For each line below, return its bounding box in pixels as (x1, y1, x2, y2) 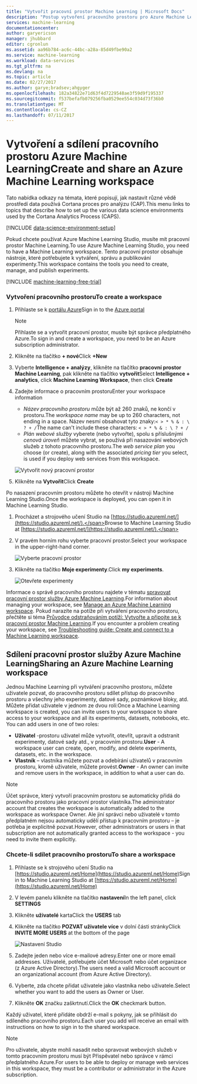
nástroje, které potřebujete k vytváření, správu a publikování (6, 255, 151, 262)
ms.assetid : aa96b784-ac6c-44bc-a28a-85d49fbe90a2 (6, 47, 133, 53)
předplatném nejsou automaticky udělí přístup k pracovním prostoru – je (6, 817, 180, 824)
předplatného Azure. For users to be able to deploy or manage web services (6, 1058, 189, 1065)
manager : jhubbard (6, 36, 51, 42)
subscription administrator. (14, 341, 80, 348)
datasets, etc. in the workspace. (14, 751, 93, 758)
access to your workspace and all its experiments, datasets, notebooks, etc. (6, 714, 190, 721)
